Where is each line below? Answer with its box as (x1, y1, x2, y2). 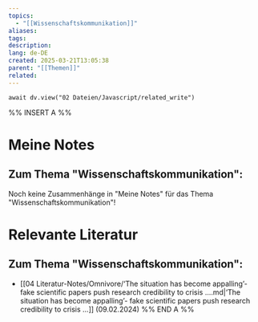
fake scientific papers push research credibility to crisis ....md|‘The (19, 287, 241, 297)
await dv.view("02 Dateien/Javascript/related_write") (8, 93, 196, 101)
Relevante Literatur (8, 226, 139, 243)
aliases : (8, 26, 38, 35)
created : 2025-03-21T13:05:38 (8, 57, 110, 65)
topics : (8, 11, 34, 20)
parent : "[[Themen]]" (8, 64, 81, 72)
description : (8, 42, 52, 50)
